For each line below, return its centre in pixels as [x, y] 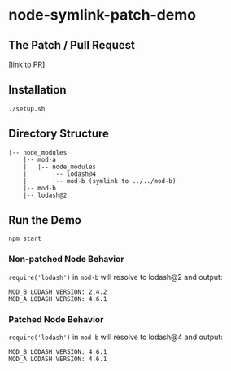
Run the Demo [45, 220]
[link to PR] [27, 64]
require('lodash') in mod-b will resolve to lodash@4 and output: [116, 337]
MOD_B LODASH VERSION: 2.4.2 [58, 292]
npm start [25, 239]
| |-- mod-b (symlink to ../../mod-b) [100, 181]
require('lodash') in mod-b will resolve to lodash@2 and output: [115, 277]
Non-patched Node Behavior [66, 260]
